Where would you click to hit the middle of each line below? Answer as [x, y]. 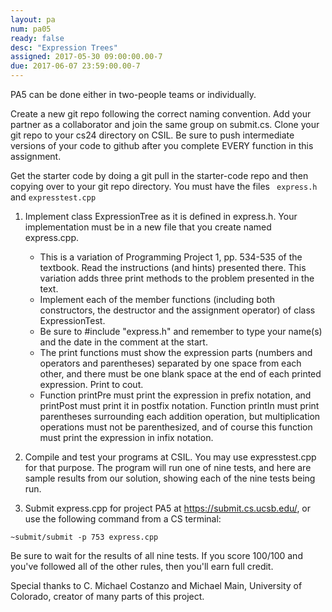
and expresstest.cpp [53, 197]
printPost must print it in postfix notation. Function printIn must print [179, 405]
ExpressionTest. [72, 320]
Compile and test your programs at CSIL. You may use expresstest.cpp [170, 457]
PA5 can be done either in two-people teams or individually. [133, 94]
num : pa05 [31, 29]
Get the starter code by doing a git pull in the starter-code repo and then [159, 175]
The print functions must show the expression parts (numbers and [176, 352]
